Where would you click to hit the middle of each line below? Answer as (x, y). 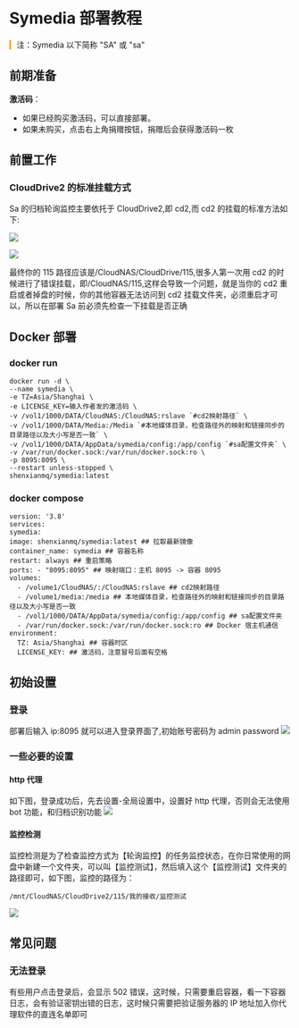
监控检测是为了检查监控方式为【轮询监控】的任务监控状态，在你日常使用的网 (150, 855)
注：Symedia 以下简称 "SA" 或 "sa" (81, 45)
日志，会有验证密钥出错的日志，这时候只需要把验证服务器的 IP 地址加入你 (144, 1003)
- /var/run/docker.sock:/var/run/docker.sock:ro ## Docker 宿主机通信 (148, 626)
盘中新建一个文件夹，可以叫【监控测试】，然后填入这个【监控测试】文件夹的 (148, 867)
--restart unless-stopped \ (62, 468)
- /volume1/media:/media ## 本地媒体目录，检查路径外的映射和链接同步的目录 (148, 597)
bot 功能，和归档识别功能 (56, 812)
